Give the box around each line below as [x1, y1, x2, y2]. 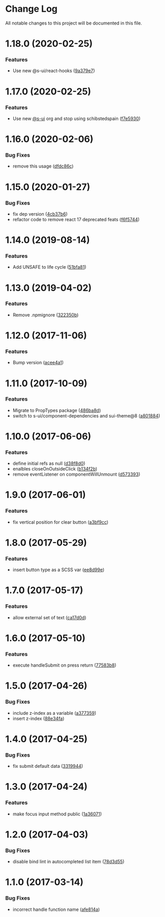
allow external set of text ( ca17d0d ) [12, 614, 87, 621]
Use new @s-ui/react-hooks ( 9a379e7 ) [12, 67, 95, 74]
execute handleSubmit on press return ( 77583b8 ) [12, 662, 117, 668]
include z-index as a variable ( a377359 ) [12, 710, 97, 716]
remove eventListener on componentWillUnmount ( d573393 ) [12, 471, 141, 478]
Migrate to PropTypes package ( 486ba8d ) [12, 407, 101, 413]
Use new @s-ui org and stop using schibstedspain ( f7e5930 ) [12, 115, 141, 122]
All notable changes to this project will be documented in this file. [5, 20, 143, 26]
